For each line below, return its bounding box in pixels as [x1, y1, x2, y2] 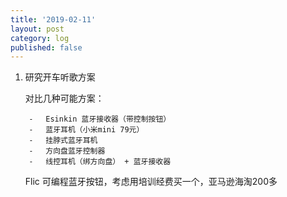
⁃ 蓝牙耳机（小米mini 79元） [29, 125, 145, 135]
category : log [10, 33, 70, 43]
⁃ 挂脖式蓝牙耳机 [29, 136, 98, 146]
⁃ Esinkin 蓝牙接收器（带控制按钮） [29, 114, 172, 125]
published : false [10, 42, 83, 53]
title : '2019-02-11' [10, 14, 97, 25]
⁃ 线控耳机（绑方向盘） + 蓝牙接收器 [29, 157, 172, 167]
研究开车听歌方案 [24, 71, 96, 83]
